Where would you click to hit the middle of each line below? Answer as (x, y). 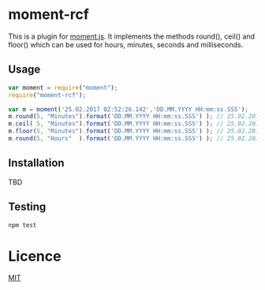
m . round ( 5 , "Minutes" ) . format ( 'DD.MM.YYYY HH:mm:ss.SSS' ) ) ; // (116, 117)
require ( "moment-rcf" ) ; (47, 95)
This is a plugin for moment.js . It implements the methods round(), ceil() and (131, 36)
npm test (22, 225)
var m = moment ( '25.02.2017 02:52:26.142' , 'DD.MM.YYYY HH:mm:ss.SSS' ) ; (128, 109)
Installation (36, 163)
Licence (35, 256)
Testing (27, 207)
